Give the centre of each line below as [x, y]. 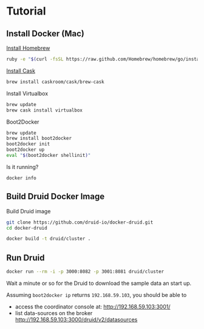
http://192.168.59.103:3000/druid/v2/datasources [76, 320]
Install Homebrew [28, 48]
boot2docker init [28, 144]
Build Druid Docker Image [56, 197]
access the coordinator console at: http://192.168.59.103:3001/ [93, 307]
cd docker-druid [27, 228]
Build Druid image [29, 211]
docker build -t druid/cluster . [49, 239]
